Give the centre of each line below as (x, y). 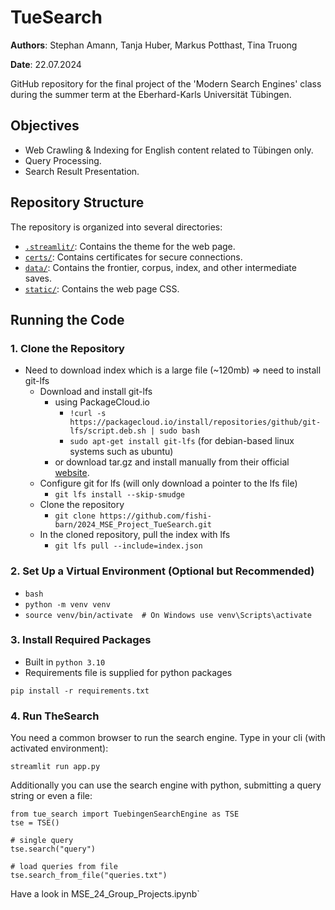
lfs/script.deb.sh (108, 431)
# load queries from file (64, 867)
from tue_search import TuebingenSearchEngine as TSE (125, 814)
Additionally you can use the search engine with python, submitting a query (166, 785)
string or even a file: (51, 796)
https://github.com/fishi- (155, 516)
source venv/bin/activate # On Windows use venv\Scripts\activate (168, 615)
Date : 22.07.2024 (46, 64)
